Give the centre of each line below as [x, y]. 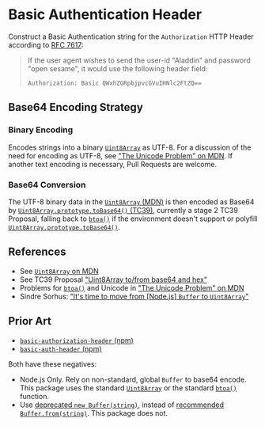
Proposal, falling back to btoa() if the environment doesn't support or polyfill [133, 219]
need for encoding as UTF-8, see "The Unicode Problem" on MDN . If [121, 155]
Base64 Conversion [47, 184]
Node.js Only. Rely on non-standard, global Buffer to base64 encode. [133, 379]
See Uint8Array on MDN [59, 271]
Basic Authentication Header [105, 15]
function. [34, 396]
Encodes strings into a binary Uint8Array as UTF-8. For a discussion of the [130, 147]
